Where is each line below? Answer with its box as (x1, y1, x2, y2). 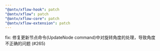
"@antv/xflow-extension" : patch (5, 20, 70, 26)
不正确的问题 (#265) (5, 41, 46, 47)
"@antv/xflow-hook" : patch (5, 7, 60, 12)
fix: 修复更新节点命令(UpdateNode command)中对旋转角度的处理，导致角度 (5, 34, 156, 40)
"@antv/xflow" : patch (5, 12, 49, 17)
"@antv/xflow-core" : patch (5, 16, 60, 21)
